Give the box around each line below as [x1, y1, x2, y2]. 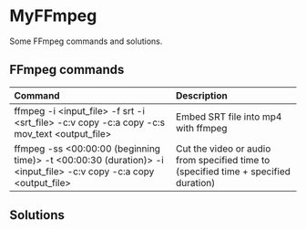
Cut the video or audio [176, 142, 271, 155]
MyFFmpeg [9, 5, 97, 26]
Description [176, 88, 228, 101]
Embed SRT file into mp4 [176, 110, 282, 123]
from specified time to [176, 153, 270, 166]
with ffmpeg [176, 121, 228, 134]
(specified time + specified [176, 165, 291, 178]
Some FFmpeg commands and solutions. [9, 36, 163, 47]
